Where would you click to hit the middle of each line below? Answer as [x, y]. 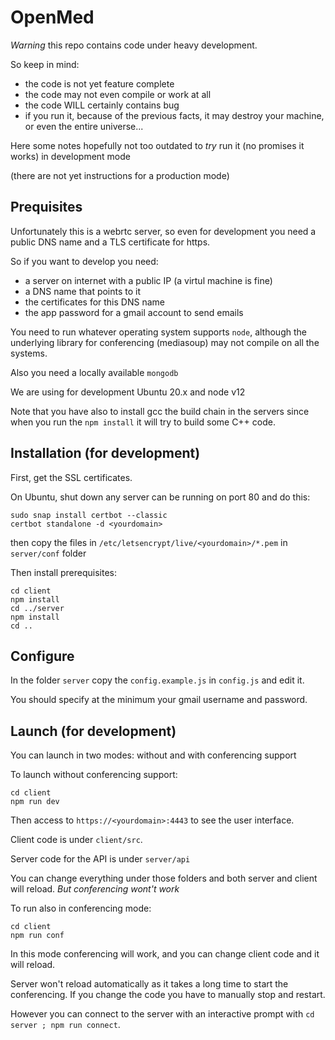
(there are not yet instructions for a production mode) [120, 175]
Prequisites [46, 207]
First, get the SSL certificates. [71, 477]
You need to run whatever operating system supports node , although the [158, 332]
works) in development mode [70, 156]
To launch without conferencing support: [94, 775]
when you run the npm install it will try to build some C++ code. [143, 422]
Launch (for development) [93, 731]
